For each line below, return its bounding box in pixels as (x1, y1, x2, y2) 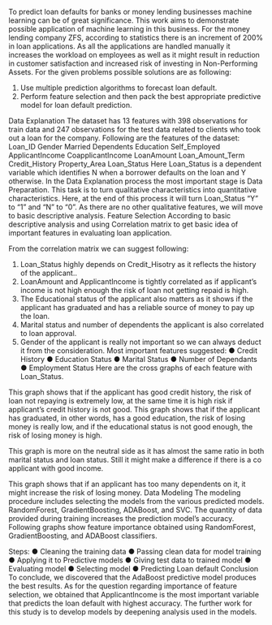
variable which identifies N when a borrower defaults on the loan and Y (8, 168, 246, 177)
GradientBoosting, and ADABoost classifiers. (8, 531, 158, 541)
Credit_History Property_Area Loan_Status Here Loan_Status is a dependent (8, 159, 262, 169)
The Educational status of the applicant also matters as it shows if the (19, 294, 253, 304)
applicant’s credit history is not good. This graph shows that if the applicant (8, 405, 261, 414)
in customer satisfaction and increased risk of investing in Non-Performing (8, 58, 258, 68)
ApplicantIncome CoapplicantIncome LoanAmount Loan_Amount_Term (8, 150, 245, 160)
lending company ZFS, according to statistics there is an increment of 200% (8, 32, 264, 42)
